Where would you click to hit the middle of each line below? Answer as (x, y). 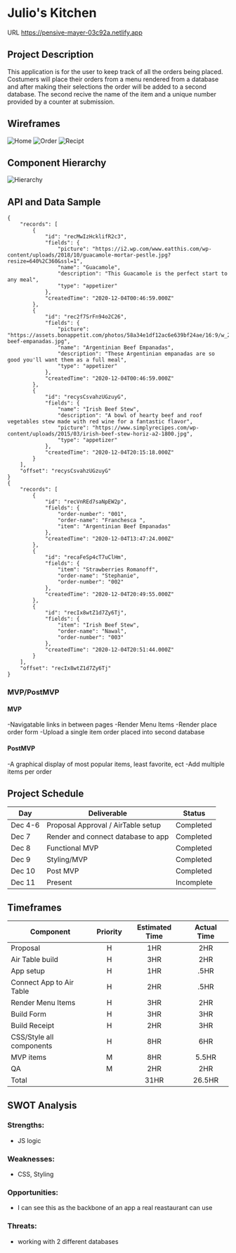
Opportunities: (33, 1192)
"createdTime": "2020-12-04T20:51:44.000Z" (109, 650)
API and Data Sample (54, 202)
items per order (29, 771)
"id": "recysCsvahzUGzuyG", (86, 397)
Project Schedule (46, 793)
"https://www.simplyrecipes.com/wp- (146, 428)
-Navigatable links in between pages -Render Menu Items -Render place (112, 724)
